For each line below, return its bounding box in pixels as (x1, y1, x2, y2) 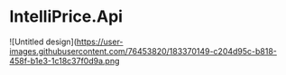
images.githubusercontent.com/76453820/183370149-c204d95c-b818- (9, 45, 278, 56)
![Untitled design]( (9, 36, 78, 47)
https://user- (76, 36, 124, 47)
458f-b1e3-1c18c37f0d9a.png (9, 55, 120, 66)
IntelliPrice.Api (9, 6, 124, 27)
